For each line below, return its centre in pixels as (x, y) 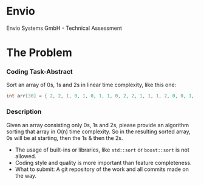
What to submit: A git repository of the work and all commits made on (102, 169)
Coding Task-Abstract (39, 72)
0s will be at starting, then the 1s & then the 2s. (65, 138)
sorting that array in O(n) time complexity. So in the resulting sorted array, (99, 131)
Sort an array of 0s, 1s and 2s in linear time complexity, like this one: (91, 85)
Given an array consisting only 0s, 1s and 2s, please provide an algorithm (98, 125)
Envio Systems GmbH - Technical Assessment (64, 28)
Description (24, 112)
